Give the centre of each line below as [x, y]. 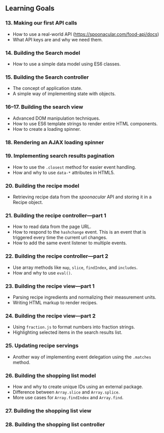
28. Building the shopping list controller [55, 424]
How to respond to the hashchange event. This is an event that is [79, 232]
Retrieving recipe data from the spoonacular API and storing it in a [82, 197]
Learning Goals [30, 8]
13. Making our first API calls [41, 23]
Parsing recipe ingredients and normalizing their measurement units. [84, 297]
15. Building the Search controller [47, 77]
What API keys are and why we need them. [58, 39]
